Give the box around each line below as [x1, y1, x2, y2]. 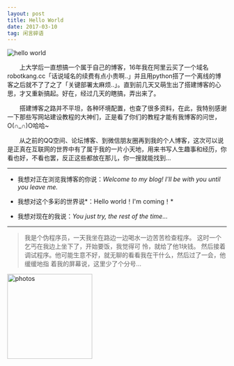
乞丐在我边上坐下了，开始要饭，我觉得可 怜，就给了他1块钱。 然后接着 [24, 242, 226, 251]
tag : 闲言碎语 [7, 29, 44, 37]
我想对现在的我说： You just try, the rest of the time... [17, 212, 169, 220]
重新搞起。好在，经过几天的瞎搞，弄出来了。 [31, 89, 160, 98]
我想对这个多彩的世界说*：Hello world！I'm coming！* [17, 197, 174, 206]
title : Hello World [7, 17, 64, 24]
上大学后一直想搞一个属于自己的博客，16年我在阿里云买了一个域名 [19, 63, 209, 72]
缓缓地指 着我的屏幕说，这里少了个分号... [24, 259, 141, 268]
